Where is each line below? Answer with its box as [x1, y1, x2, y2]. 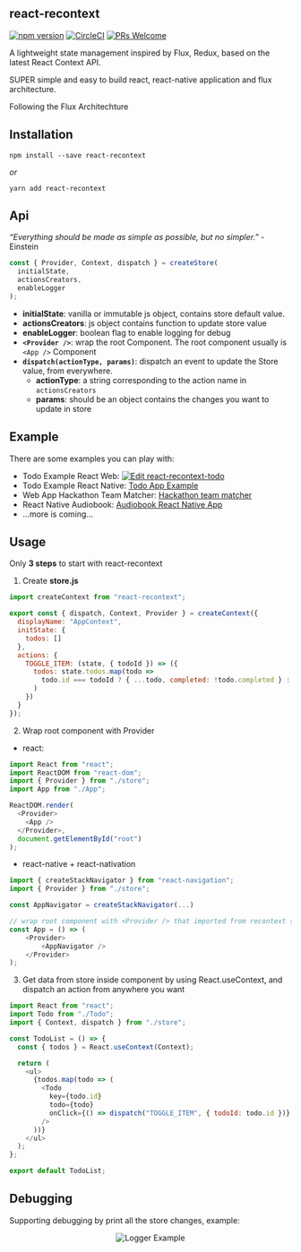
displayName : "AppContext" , [17, 617, 123, 627]
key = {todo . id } [48, 1092, 102, 1102]
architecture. [9, 83, 56, 94]
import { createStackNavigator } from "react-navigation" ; [9, 876, 235, 885]
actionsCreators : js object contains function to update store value [21, 317, 267, 329]
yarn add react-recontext [9, 184, 106, 193]
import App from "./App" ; [9, 785, 106, 794]
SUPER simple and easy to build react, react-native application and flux [9, 74, 272, 85]
